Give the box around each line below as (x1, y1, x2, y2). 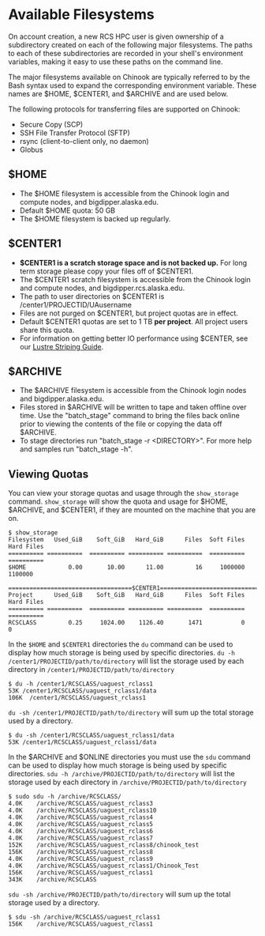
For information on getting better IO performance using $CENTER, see (19, 334, 248, 343)
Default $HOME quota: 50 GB (19, 206, 116, 215)
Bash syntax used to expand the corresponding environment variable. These (8, 81, 257, 90)
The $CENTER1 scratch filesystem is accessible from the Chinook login (19, 274, 251, 284)
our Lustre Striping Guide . (19, 342, 104, 351)
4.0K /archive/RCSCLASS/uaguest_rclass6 (8, 828, 154, 836)
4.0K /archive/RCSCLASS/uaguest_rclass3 (8, 800, 154, 808)
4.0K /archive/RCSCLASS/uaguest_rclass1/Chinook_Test (8, 862, 200, 870)
